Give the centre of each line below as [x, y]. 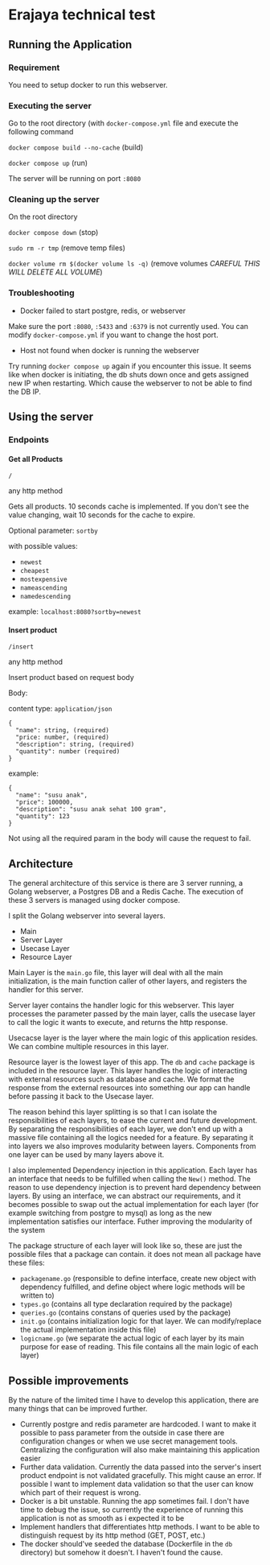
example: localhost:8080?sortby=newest [75, 612]
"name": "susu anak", [52, 795]
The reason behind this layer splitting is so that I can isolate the [113, 1112]
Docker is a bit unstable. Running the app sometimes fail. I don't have [135, 1501]
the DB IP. [25, 391]
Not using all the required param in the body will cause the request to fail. [130, 838]
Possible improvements [69, 1380]
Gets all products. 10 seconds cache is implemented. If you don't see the [129, 507]
